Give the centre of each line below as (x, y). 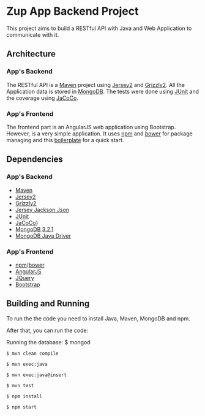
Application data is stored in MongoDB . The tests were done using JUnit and (103, 91)
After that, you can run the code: (47, 330)
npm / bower (30, 265)
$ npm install (24, 396)
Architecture (31, 54)
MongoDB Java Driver (43, 236)
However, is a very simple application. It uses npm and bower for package (99, 134)
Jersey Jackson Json (42, 210)
